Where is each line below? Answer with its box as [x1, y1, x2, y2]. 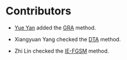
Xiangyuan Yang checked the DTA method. [14, 35, 121, 43]
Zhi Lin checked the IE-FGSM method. [14, 47, 110, 55]
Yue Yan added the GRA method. [14, 24, 96, 31]
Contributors [5, 4, 72, 18]
